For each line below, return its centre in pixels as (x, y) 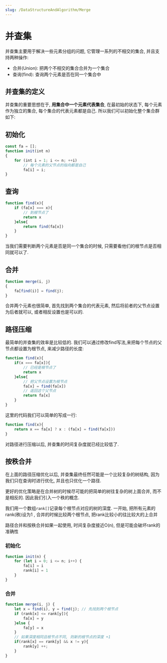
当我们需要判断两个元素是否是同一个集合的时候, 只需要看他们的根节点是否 (81, 246)
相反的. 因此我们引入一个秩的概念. (44, 498)
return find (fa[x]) (44, 226)
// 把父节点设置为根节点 (45, 381)
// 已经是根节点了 (40, 367)
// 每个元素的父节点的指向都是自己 (55, 165)
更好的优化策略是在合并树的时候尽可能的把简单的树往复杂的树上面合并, (78, 491)
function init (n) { (26, 557)
